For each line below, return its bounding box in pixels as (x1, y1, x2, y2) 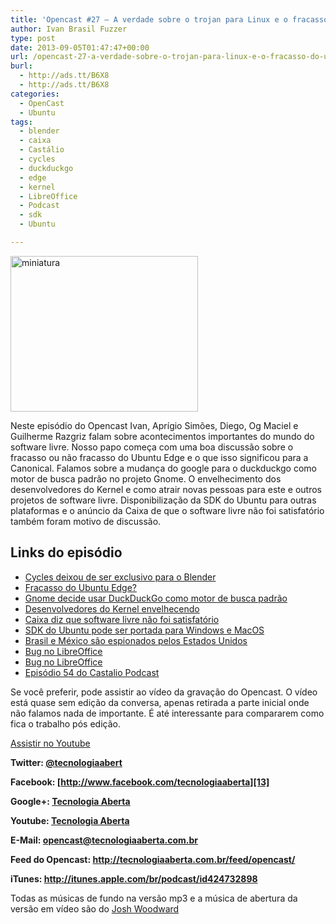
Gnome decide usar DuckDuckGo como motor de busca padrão (24, 592, 288, 604)
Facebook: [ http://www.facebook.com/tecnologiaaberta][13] (10, 776, 270, 788)
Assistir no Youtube (10, 737, 91, 749)
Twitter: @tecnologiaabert (10, 756, 123, 768)
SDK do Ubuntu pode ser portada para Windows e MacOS (24, 624, 265, 636)
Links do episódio (10, 544, 123, 561)
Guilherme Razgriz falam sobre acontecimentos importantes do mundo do (10, 430, 315, 442)
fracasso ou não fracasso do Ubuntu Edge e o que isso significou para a (10, 451, 309, 463)
